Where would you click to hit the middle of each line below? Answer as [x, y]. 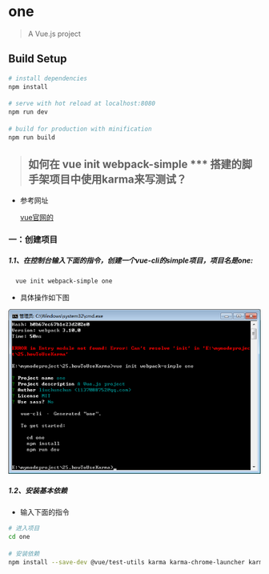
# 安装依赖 [24, 554]
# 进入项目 [24, 528]
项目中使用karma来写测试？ [118, 180]
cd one [19, 537]
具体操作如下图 [44, 298]
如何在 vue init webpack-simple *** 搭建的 [135, 165]
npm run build [32, 137]
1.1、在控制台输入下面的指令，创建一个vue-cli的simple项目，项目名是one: [131, 261]
